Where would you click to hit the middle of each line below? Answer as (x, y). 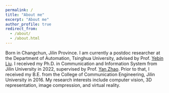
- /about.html (25, 39)
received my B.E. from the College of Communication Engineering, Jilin (80, 74)
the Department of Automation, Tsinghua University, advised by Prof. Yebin (84, 58)
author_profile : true (28, 24)
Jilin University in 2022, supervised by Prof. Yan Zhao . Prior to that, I (78, 69)
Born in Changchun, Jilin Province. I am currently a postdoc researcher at (83, 53)
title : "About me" (25, 15)
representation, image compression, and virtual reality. (63, 85)
